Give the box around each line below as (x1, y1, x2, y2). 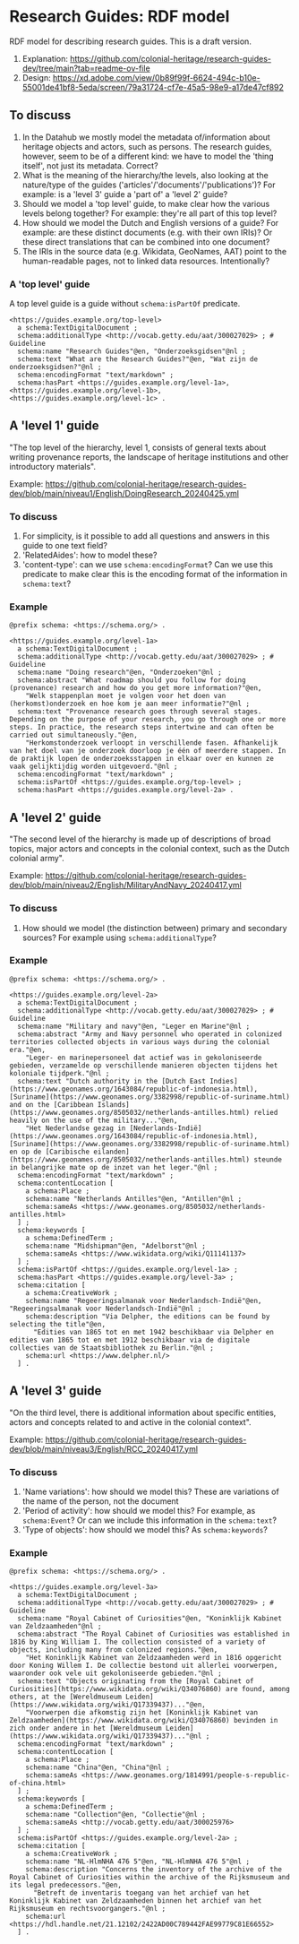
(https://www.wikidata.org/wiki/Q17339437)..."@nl (9, 1732, 202, 1741)
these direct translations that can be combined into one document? (21, 236, 270, 247)
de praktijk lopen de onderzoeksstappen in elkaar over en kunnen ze (9, 755, 275, 764)
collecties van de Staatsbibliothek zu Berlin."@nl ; (9, 1343, 215, 1352)
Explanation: (21, 53, 69, 64)
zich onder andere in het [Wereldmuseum (9, 1724, 163, 1733)
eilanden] (93, 1147, 130, 1156)
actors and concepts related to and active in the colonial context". (9, 1416, 252, 1427)
